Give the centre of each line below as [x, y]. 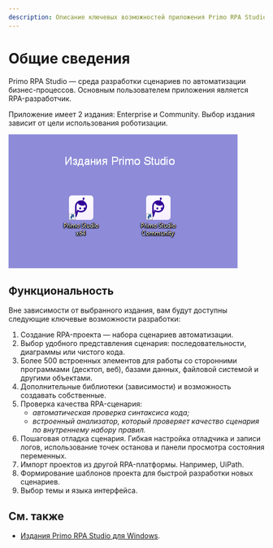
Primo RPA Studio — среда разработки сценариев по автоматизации [127, 81]
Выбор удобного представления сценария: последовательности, [133, 344]
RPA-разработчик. [40, 99]
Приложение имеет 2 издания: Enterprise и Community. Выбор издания [132, 114]
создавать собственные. [63, 396]
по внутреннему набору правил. [89, 430]
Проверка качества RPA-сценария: [81, 404]
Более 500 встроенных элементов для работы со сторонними [128, 361]
